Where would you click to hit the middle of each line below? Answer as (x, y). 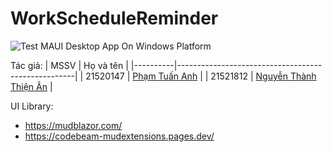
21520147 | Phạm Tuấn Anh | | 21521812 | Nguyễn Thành (201, 76)
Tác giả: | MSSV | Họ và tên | (69, 65)
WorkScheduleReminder (114, 18)
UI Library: (32, 106)
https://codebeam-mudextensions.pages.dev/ (119, 136)
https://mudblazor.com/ (73, 125)
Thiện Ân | (31, 86)
